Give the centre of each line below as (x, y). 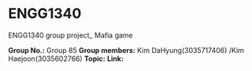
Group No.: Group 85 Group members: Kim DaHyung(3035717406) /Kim (126, 50)
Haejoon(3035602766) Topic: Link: (66, 59)
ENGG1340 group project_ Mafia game (71, 35)
